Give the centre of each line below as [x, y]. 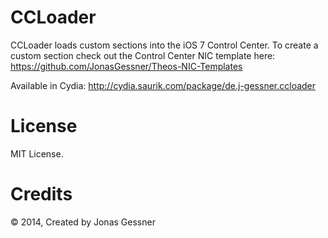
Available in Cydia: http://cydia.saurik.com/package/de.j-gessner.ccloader [163, 85]
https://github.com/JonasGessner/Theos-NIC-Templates [126, 66]
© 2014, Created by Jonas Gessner [83, 222]
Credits [41, 194]
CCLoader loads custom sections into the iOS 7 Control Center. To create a [164, 45]
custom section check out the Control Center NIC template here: [143, 55]
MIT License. [37, 153]
